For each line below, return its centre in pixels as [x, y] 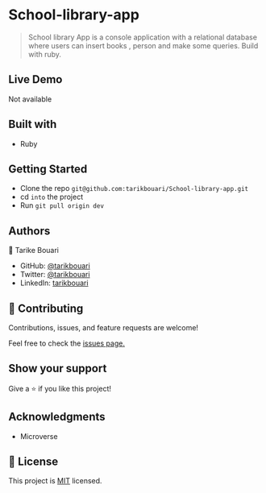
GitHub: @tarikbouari [55, 266]
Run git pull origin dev [62, 205]
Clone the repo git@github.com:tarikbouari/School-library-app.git [134, 188]
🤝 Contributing [46, 308]
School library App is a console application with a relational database [143, 37]
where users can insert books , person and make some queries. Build [143, 45]
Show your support [58, 369]
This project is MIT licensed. [55, 481]
